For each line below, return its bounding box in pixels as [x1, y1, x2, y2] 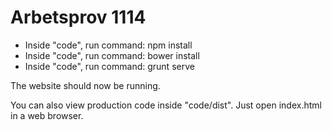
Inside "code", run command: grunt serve [24, 60, 195, 72]
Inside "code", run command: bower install [24, 49, 200, 61]
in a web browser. [10, 109, 84, 121]
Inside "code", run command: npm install [24, 39, 193, 51]
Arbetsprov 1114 [10, 6, 147, 29]
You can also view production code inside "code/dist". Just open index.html [10, 99, 322, 111]
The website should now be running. [10, 79, 161, 91]
